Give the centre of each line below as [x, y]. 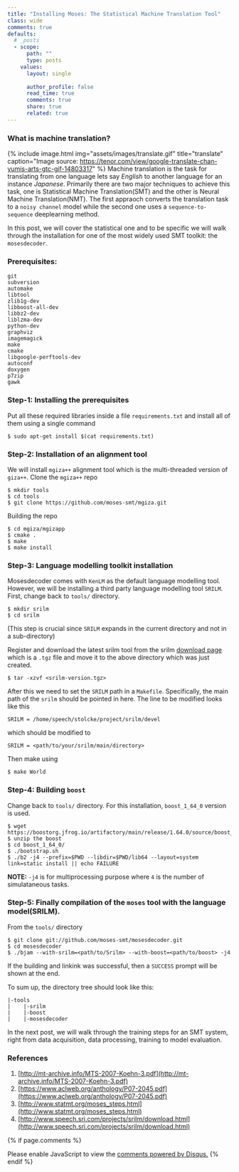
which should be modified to [49, 733]
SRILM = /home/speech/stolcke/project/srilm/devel [84, 720]
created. [20, 665]
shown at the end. [34, 973]
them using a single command [52, 423]
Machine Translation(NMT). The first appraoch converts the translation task [118, 199]
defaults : [22, 34]
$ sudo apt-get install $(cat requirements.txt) [81, 436]
